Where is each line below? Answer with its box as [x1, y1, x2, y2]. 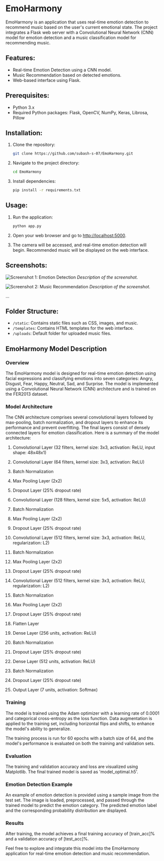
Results [5, 820, 24, 827]
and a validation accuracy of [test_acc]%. [5, 836, 89, 842]
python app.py [12, 223, 41, 228]
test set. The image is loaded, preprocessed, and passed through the [5, 797, 144, 803]
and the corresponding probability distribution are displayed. [5, 808, 127, 814]
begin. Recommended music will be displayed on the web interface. [12, 247, 149, 253]
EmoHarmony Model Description [5, 344, 107, 353]
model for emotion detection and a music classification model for [5, 35, 136, 40]
